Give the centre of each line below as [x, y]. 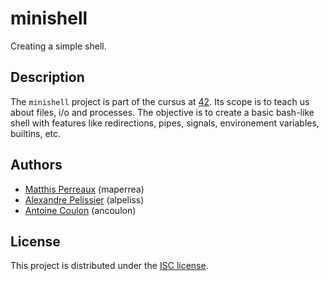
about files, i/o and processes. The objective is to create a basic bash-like [162, 112]
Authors [36, 165]
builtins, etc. [36, 133]
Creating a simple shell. [58, 46]
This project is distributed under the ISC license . [109, 266]
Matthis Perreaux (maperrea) [84, 189]
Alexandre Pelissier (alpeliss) [84, 199]
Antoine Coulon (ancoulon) [80, 210]
